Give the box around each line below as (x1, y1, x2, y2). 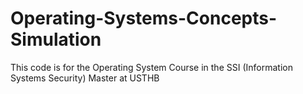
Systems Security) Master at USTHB (10, 72, 160, 84)
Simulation (10, 28, 102, 51)
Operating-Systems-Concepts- (10, 7, 278, 30)
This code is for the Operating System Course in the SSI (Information (10, 61, 293, 73)
